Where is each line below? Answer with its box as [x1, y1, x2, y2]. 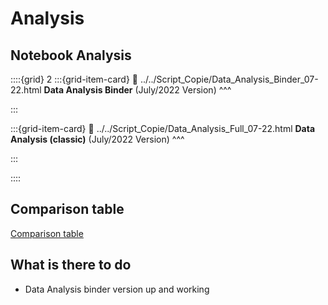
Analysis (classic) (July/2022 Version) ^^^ [10, 133, 185, 145]
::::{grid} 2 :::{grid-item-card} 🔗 [10, 73, 138, 85]
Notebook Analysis [10, 47, 132, 64]
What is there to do [10, 257, 132, 274]
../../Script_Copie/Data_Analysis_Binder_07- [139, 73, 319, 85]
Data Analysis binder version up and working [24, 283, 210, 295]
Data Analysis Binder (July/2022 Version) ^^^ [43, 84, 232, 96]
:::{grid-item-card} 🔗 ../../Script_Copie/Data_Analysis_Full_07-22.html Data [10, 123, 316, 134]
